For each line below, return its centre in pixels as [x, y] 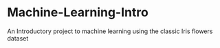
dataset [18, 38]
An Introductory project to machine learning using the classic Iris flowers [110, 31]
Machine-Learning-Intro [78, 13]
